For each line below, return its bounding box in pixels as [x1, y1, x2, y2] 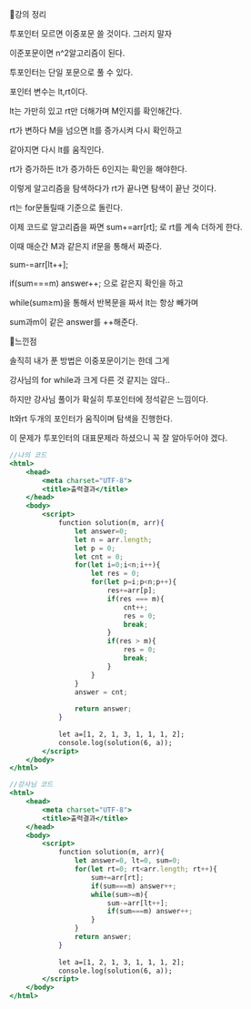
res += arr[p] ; [106, 586, 156, 595]
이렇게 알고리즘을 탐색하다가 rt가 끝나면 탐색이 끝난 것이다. [9, 183, 216, 194]
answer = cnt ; [74, 687, 128, 697]
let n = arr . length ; [74, 535, 153, 544]
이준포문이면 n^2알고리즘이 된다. [9, 47, 125, 58]
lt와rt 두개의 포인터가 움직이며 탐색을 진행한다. [9, 413, 173, 424]
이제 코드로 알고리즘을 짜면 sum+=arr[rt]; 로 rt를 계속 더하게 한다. [9, 222, 243, 232]
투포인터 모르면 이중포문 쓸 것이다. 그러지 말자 [9, 28, 173, 39]
